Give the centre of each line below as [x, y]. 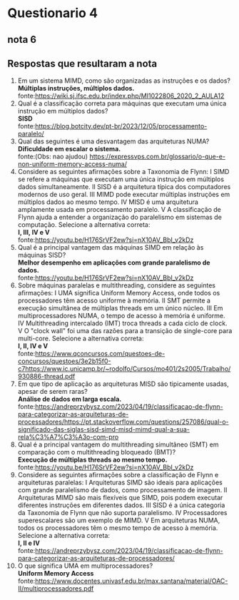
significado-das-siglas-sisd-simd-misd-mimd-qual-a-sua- [104, 429]
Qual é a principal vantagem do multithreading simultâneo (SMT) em [118, 444]
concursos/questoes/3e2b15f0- [64, 361]
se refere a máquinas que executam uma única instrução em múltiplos [121, 179]
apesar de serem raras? [52, 392]
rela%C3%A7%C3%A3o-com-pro [68, 437]
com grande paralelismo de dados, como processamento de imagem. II [122, 490]
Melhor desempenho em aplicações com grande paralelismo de [114, 263]
